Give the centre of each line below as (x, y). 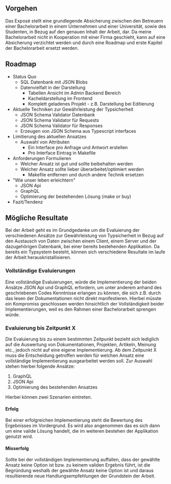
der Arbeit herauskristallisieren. (38, 257)
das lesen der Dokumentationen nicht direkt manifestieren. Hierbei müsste (83, 298)
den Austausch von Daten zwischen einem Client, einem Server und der (81, 241)
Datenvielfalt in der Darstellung (53, 87)
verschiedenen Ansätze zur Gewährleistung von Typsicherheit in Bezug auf (85, 236)
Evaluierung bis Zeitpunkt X (41, 328)
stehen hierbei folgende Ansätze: (40, 367)
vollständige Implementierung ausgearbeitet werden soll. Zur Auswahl (79, 361)
